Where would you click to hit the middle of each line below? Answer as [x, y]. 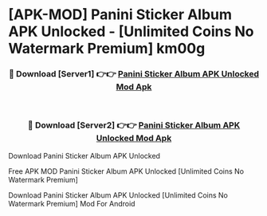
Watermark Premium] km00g [107, 49]
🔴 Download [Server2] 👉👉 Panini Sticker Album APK [134, 125]
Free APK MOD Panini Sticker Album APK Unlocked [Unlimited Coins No [126, 171]
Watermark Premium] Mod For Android [72, 203]
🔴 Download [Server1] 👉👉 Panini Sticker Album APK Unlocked [134, 74]
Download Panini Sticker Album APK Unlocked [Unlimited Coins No [118, 195]
